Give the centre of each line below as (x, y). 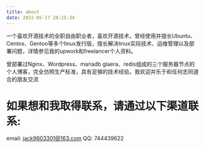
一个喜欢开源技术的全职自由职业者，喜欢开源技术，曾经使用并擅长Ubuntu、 (101, 36)
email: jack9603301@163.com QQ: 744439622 (65, 138)
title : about (23, 12)
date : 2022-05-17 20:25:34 (41, 18)
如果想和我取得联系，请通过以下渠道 (97, 106)
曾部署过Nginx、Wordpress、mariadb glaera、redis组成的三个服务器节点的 (101, 64)
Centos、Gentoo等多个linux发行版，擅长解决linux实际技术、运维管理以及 (98, 43)
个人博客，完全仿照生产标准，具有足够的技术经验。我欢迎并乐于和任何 (95, 71)
